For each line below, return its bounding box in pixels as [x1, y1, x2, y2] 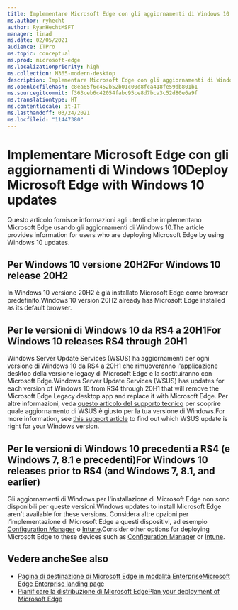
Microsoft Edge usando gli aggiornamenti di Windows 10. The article [7, 223, 205, 232]
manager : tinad [7, 30, 52, 38]
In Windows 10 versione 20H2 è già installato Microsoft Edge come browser [7, 288, 228, 297]
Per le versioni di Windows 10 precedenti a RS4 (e [7, 442, 231, 454]
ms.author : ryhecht [7, 17, 65, 24]
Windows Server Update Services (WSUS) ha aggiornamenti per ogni [7, 354, 210, 363]
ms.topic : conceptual [7, 50, 72, 58]
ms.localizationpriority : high [7, 63, 100, 70]
